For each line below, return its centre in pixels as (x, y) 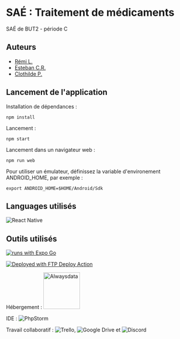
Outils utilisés (32, 238)
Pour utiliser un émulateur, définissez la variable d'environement (83, 171)
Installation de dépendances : (41, 106)
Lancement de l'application (57, 92)
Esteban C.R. (30, 67)
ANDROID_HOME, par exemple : (44, 177)
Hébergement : (24, 307)
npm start (18, 139)
